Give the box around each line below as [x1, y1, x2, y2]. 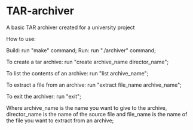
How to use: [6, 35, 36, 42]
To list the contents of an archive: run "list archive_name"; [6, 69, 149, 77]
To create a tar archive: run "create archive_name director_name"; [6, 58, 169, 65]
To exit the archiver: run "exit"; [6, 93, 82, 100]
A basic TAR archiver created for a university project [6, 24, 135, 31]
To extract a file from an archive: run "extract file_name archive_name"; [6, 81, 182, 88]
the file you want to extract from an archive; [6, 117, 114, 124]
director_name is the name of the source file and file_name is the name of [6, 110, 188, 118]
